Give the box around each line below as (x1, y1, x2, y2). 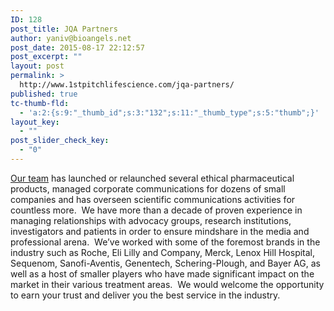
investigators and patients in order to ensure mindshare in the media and (10, 225, 310, 237)
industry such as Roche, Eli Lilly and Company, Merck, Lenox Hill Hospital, (10, 246, 316, 258)
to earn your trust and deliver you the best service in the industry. (10, 289, 281, 301)
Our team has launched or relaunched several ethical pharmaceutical (10, 172, 295, 184)
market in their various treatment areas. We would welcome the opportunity (10, 278, 325, 290)
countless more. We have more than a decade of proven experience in (10, 204, 303, 216)
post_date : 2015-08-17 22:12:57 (10, 42, 145, 53)
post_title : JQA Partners (10, 24, 118, 34)
